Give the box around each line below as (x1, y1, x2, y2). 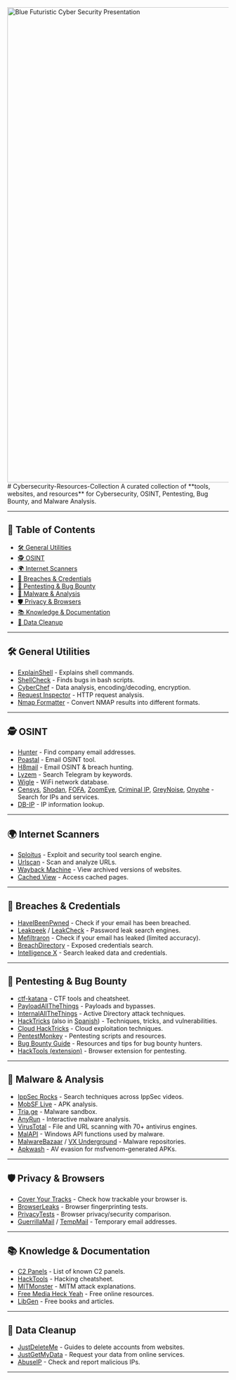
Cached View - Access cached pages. (17, 873, 129, 882)
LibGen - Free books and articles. (17, 1297, 114, 1305)
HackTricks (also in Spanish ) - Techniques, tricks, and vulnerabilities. (17, 1017, 218, 1025)
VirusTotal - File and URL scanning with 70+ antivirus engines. (17, 1122, 198, 1131)
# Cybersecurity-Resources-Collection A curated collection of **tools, (7, 482, 211, 490)
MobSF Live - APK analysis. (17, 1100, 98, 1108)
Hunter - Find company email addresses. (17, 748, 136, 756)
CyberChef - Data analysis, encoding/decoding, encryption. (17, 683, 191, 691)
